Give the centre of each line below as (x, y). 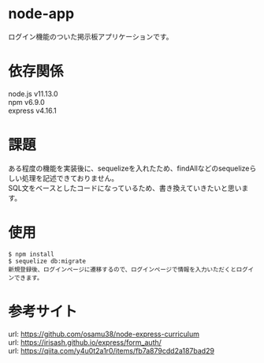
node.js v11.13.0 (33, 94)
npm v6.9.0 (26, 102)
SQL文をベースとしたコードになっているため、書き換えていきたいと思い (125, 188)
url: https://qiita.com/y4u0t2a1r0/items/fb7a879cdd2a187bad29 (112, 350)
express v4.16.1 (32, 110)
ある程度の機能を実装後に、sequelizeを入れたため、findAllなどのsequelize (129, 168)
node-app (41, 14)
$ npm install (32, 254)
